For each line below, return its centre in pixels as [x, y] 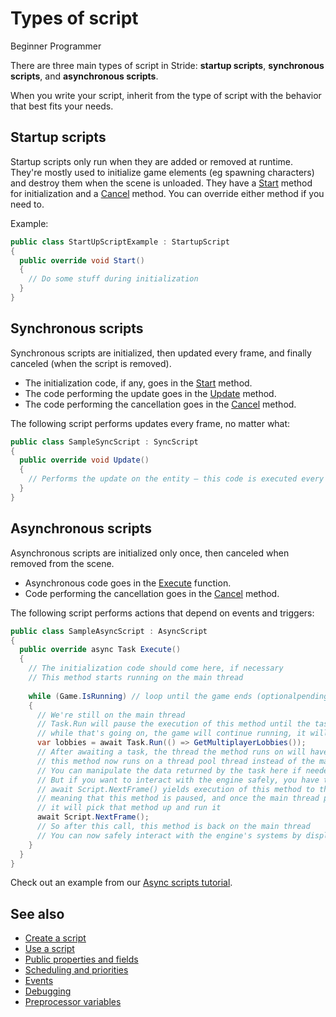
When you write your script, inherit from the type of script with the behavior [166, 95]
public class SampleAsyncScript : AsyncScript [109, 631]
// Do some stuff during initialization [113, 279]
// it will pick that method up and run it [129, 808]
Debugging [48, 991]
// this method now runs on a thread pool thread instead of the [175, 761]
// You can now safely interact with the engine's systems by [169, 835]
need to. [27, 204]
